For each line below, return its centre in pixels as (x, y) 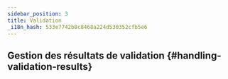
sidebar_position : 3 (38, 14)
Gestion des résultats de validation (86, 55)
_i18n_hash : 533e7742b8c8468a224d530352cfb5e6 (77, 27)
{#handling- (194, 55)
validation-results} (50, 67)
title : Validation (34, 20)
